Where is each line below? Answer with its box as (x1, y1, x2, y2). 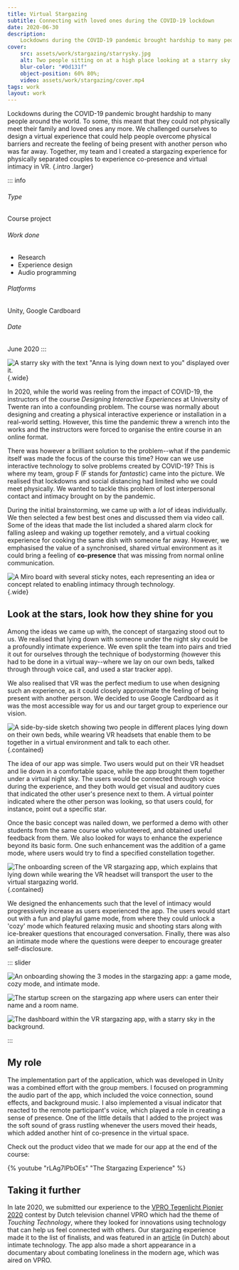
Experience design (17, 261, 73, 269)
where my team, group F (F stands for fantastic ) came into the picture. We (7, 469, 225, 478)
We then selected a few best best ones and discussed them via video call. (7, 513, 225, 522)
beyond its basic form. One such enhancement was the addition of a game (7, 841, 226, 849)
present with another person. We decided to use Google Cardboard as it (7, 693, 219, 702)
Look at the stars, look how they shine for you (7, 608, 213, 620)
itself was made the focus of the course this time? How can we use (7, 453, 204, 463)
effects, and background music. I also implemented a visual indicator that (7, 1098, 222, 1107)
